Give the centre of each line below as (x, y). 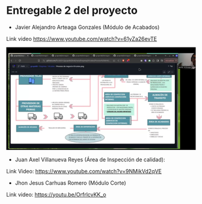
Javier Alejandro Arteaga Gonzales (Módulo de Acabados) (87, 27)
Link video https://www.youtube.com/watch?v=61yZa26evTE (82, 39)
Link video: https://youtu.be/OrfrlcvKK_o (56, 194)
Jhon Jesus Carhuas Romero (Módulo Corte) (70, 183)
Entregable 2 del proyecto (72, 11)
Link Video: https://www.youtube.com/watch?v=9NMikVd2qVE (84, 171)
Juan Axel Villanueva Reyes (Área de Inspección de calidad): (90, 159)
